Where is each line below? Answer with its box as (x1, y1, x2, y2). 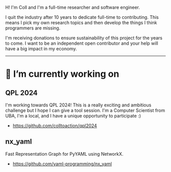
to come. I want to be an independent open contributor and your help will (5, 40, 159, 46)
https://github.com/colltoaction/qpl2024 (12, 123, 97, 129)
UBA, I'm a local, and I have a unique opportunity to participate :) (5, 113, 141, 119)
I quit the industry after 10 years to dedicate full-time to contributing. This (5, 14, 159, 20)
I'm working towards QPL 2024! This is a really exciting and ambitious (5, 102, 152, 108)
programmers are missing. (5, 25, 61, 31)
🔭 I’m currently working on (5, 68, 120, 80)
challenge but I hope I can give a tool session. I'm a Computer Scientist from (5, 107, 165, 113)
